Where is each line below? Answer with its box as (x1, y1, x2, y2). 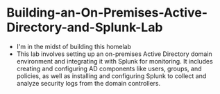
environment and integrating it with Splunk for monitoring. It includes (16, 57, 213, 65)
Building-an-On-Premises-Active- (6, 5, 208, 21)
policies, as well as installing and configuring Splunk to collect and (16, 71, 207, 80)
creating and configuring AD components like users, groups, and (16, 64, 202, 73)
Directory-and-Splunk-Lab (6, 19, 163, 35)
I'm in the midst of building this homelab (16, 42, 132, 50)
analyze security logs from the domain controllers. (16, 79, 161, 87)
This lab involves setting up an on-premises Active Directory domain (16, 50, 212, 58)
